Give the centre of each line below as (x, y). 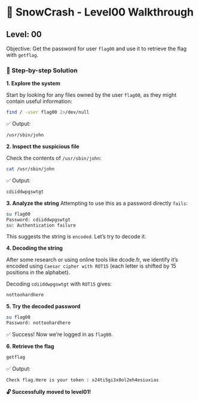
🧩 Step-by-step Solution (42, 70)
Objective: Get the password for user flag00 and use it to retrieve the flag (97, 48)
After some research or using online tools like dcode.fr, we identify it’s (92, 260)
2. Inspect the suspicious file (43, 146)
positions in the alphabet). (38, 273)
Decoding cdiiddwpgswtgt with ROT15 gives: (59, 284)
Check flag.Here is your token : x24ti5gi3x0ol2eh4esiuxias (83, 380)
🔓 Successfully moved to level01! (49, 391)
